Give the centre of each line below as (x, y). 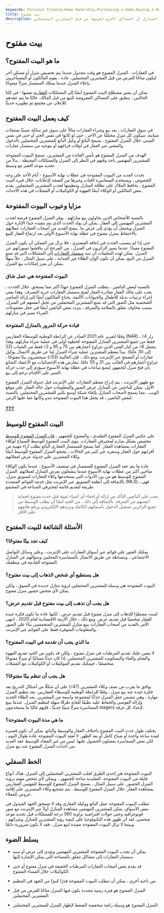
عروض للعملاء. (19, 794)
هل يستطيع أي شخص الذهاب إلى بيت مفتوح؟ (52, 575)
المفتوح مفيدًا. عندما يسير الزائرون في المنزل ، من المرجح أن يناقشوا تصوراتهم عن (80, 248)
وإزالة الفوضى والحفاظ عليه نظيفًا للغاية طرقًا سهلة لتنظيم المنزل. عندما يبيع (74, 702)
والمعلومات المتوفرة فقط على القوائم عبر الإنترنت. (51, 630)
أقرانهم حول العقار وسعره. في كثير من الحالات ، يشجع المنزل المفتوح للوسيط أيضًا (80, 451)
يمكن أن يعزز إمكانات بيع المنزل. (35, 263)
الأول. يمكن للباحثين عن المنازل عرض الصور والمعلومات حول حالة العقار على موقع (80, 387)
